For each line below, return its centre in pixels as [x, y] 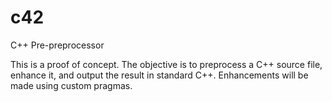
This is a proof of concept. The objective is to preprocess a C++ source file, [166, 64]
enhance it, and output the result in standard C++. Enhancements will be [159, 75]
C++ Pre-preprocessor [57, 45]
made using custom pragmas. [71, 85]
